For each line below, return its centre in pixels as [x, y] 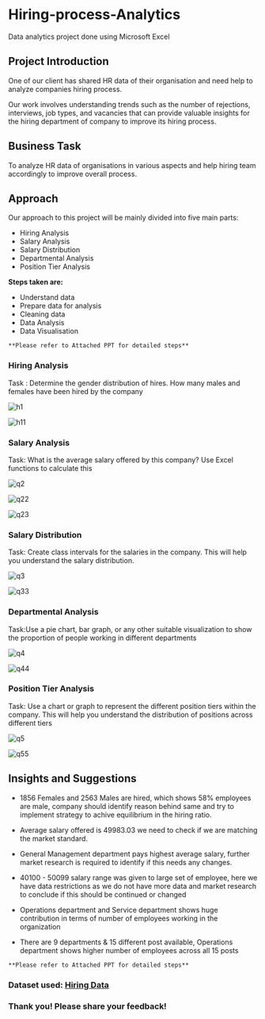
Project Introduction [59, 61]
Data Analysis [42, 323]
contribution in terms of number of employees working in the [119, 918]
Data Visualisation [49, 331]
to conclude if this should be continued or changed [103, 894]
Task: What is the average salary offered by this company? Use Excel [121, 460]
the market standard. [54, 838]
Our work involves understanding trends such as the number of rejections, [129, 104]
